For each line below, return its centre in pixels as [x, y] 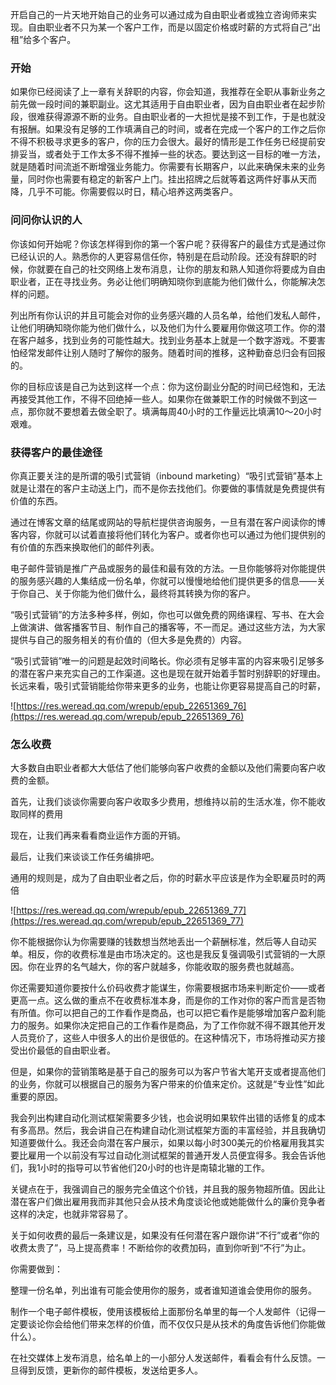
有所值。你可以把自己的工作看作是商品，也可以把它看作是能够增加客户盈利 [163, 1013]
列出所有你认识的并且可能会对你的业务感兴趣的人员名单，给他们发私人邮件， [168, 315]
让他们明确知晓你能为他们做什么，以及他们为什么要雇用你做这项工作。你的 [163, 327]
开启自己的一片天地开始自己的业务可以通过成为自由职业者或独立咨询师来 [159, 14]
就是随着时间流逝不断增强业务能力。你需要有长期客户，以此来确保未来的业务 [168, 167]
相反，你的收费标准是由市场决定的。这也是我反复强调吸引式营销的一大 [172, 954]
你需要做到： [36, 1269]
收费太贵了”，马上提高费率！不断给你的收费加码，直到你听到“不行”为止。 [161, 1248]
